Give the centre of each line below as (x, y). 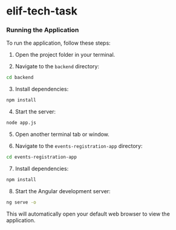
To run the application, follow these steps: (58, 43)
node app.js (21, 123)
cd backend (20, 78)
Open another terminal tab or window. (62, 135)
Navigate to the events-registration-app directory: (79, 146)
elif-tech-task (42, 11)
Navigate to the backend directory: (57, 66)
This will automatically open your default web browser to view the (88, 214)
